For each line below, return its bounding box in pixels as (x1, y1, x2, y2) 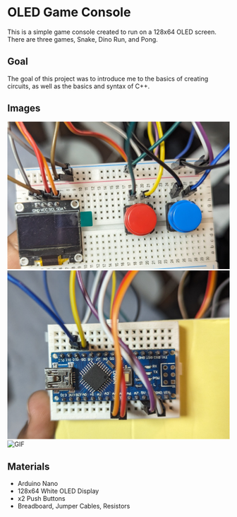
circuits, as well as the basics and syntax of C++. (7, 82, 150, 90)
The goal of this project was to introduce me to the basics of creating (7, 74, 209, 83)
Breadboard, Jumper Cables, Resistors (17, 502, 130, 510)
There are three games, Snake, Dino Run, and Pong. (7, 35, 159, 43)
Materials (7, 460, 50, 473)
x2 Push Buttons (17, 494, 66, 502)
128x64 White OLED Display (17, 487, 99, 495)
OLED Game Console (7, 4, 131, 20)
